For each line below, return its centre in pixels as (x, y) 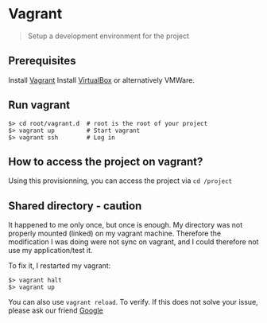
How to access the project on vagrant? (106, 161)
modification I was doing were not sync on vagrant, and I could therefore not (133, 242)
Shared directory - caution (75, 206)
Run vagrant (39, 105)
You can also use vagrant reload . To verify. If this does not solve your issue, (133, 302)
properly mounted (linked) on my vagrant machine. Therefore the (114, 233)
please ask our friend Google (56, 310)
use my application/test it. (50, 251)
